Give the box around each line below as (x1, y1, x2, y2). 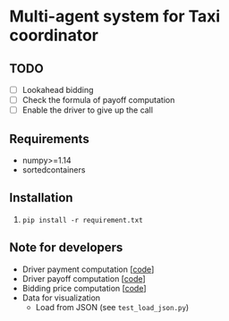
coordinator (9, 25, 99, 46)
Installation (9, 190, 73, 206)
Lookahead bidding (21, 85, 94, 95)
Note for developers (9, 240, 123, 256)
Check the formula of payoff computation (21, 95, 175, 106)
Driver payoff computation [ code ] (21, 273, 146, 283)
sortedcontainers (21, 165, 86, 175)
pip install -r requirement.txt (21, 215, 143, 224)
